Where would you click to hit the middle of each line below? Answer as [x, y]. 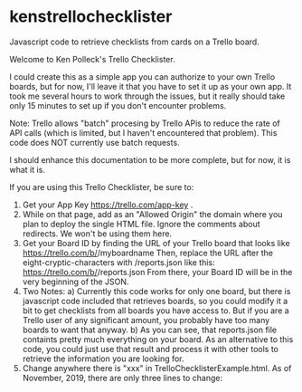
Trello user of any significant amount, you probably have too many [146, 320]
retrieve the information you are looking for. [103, 359]
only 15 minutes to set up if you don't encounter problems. [118, 105]
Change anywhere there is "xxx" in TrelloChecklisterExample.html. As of [157, 368]
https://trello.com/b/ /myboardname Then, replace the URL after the [148, 253]
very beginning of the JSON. [75, 282]
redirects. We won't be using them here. [97, 234]
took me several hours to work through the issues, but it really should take [147, 96]
